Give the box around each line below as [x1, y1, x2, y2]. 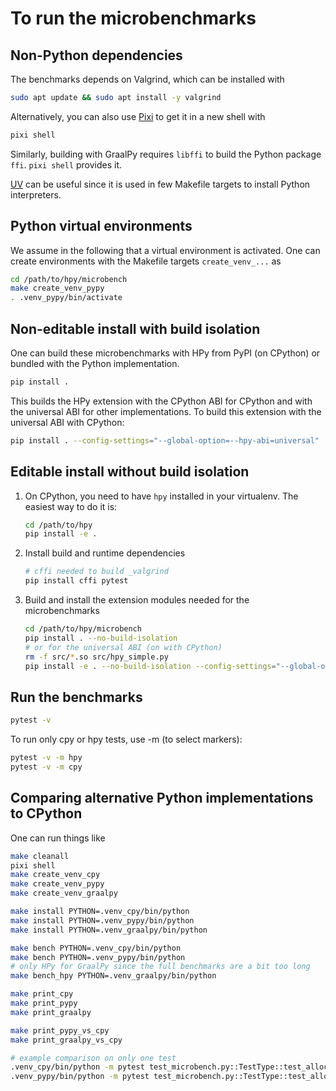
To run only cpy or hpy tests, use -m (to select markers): [10, 733, 243, 746]
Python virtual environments [10, 218, 193, 235]
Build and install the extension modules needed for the [24, 594, 250, 606]
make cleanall [10, 851, 70, 861]
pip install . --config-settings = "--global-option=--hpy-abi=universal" [10, 435, 320, 446]
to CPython [10, 805, 83, 822]
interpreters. [10, 188, 62, 201]
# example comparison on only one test [10, 1053, 177, 1063]
